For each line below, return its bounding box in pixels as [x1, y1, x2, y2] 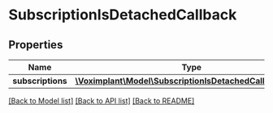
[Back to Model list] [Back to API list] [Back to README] [8, 96, 195, 106]
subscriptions [12, 75, 67, 86]
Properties [8, 38, 63, 52]
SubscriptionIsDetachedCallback [8, 6, 237, 24]
